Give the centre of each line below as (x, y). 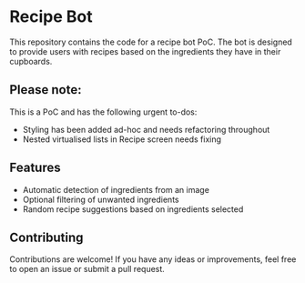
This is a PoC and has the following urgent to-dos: (103, 112)
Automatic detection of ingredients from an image (116, 189)
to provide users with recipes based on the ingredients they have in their (145, 51)
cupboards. (31, 61)
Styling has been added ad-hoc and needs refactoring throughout (146, 129)
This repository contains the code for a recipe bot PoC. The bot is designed (151, 42)
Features (35, 168)
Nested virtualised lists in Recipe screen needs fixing (122, 139)
